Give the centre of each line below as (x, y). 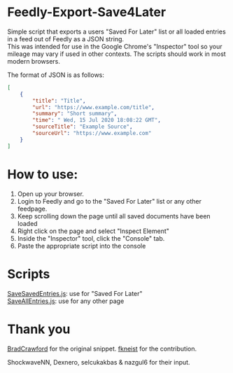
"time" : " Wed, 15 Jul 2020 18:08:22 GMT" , (97, 120)
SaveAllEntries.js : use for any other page (66, 301)
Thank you (39, 329)
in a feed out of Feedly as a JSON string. (66, 38)
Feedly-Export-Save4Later (87, 12)
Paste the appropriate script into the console (82, 246)
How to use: (43, 174)
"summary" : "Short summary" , (75, 114)
